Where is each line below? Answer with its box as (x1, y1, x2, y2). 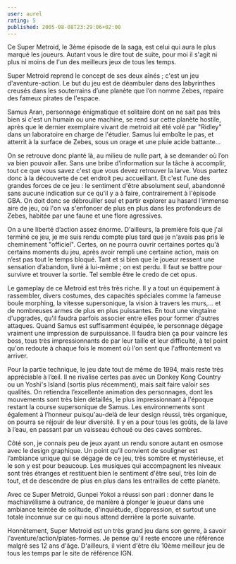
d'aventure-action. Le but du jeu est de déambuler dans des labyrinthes (7, 79, 216, 88)
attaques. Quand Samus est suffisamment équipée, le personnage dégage (7, 322, 223, 330)
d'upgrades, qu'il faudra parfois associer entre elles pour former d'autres (7, 314, 220, 322)
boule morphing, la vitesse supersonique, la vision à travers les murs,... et (7, 299, 221, 307)
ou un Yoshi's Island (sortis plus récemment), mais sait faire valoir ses (7, 380, 210, 389)
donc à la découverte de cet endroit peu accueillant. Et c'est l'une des (7, 174, 211, 182)
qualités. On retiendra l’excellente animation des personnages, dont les (7, 388, 213, 396)
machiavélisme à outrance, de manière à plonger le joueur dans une (7, 498, 204, 506)
